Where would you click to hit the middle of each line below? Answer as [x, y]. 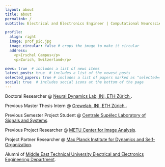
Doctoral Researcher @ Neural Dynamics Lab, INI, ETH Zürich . [69, 96]
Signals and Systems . [27, 120]
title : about [18, 14]
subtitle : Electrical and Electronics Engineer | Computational [72, 23]
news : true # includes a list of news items [52, 69]
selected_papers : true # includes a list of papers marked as [70, 78]
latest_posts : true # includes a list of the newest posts [68, 73]
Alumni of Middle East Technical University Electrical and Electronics [74, 154]
